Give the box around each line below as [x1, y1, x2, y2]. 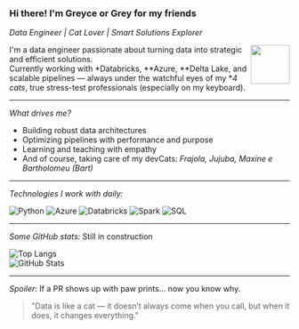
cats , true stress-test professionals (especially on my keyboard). [9, 83, 246, 93]
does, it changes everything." [30, 310, 140, 321]
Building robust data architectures [21, 125, 147, 136]
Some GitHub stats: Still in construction [9, 231, 153, 242]
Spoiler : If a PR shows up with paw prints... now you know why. [9, 284, 241, 294]
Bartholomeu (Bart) [21, 163, 93, 173]
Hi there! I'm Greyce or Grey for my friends [9, 7, 198, 20]
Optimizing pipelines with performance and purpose [21, 134, 214, 145]
